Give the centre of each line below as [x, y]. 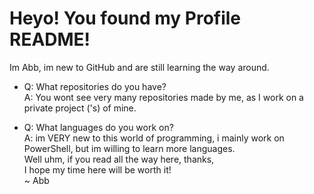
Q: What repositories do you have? [95, 86]
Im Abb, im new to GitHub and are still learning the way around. [139, 67]
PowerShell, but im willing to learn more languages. [129, 148]
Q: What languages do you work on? [98, 127]
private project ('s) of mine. [80, 108]
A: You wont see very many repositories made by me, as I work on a [163, 97]
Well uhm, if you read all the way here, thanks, [119, 159]
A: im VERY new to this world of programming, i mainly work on [154, 138]
